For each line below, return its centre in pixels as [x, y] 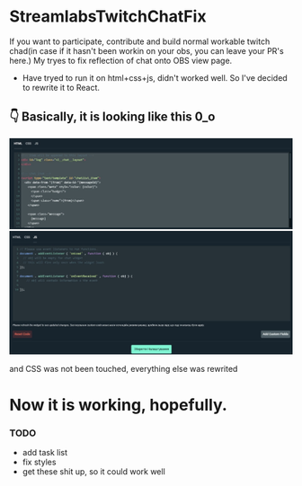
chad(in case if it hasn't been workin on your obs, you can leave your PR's [147, 50]
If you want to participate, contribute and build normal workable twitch [140, 41]
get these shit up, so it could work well [94, 472]
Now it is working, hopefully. [118, 405]
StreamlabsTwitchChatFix [108, 17]
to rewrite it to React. [61, 87]
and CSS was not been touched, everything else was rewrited [124, 368]
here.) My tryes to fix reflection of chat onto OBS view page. [121, 60]
